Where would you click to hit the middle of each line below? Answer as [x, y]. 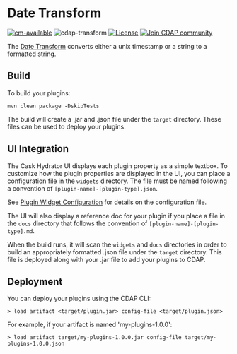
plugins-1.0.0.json [36, 344]
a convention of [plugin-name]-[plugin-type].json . [82, 188]
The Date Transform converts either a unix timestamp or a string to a [107, 46]
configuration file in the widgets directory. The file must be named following [117, 181]
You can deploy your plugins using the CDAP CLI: [79, 299]
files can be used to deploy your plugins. [67, 126]
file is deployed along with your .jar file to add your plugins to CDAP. [106, 259]
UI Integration [38, 149]
